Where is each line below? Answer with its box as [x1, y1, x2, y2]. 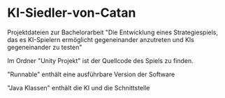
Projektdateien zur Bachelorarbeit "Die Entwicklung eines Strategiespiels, [7, 28, 219, 36]
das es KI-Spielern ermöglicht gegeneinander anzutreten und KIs [7, 35, 194, 43]
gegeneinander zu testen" [7, 43, 82, 51]
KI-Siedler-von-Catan [7, 5, 136, 21]
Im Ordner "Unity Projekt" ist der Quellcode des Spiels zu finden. [7, 56, 194, 64]
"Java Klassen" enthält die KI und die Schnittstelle [7, 83, 150, 92]
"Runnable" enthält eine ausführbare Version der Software [7, 70, 175, 78]
